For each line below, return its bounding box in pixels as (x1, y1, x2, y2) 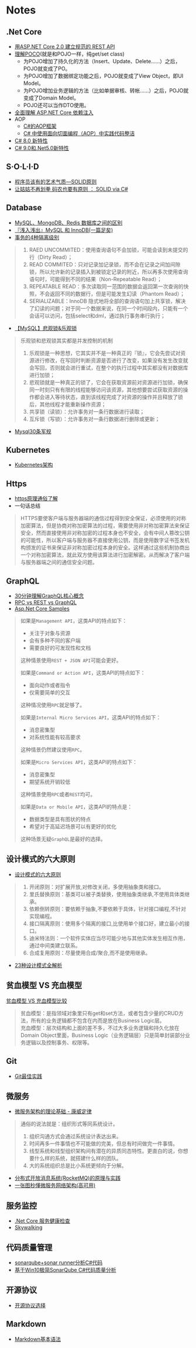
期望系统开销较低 (29, 779, 71, 786)
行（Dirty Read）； (29, 253, 73, 261)
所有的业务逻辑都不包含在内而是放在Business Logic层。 (30, 1017, 165, 1024)
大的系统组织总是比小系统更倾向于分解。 (29, 1162, 127, 1169)
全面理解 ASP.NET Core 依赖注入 (14, 109, 94, 116)
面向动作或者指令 (29, 682, 71, 689)
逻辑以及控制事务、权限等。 (25, 1039, 92, 1046)
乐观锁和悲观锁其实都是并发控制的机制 (20, 337, 113, 344)
